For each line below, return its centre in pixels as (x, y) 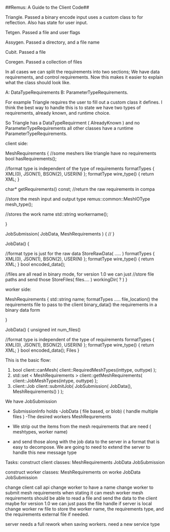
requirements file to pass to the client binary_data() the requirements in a (81, 305)
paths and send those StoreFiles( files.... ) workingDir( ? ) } (66, 279)
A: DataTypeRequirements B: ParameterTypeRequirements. (67, 92)
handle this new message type (45, 452)
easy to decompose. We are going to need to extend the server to (81, 447)
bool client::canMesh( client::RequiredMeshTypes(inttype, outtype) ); (84, 370)
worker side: (18, 289)
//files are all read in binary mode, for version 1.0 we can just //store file (80, 274)
